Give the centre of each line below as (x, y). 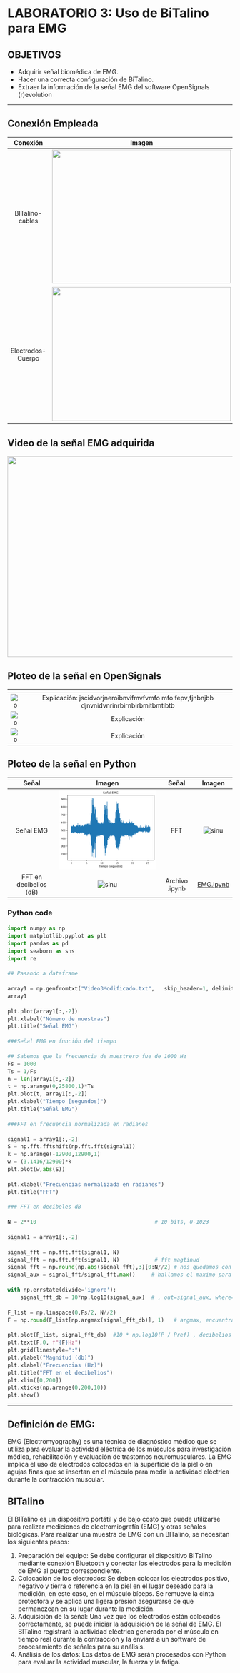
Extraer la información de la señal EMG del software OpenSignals (114, 87)
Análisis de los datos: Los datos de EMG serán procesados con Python (122, 1654)
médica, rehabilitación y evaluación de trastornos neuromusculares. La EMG (120, 1456)
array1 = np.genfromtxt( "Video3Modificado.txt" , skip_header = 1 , (108, 989)
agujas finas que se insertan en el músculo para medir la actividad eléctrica (119, 1472)
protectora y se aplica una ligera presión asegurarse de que (106, 1601)
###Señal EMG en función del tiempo (62, 1041)
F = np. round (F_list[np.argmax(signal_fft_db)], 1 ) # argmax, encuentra (121, 1320)
